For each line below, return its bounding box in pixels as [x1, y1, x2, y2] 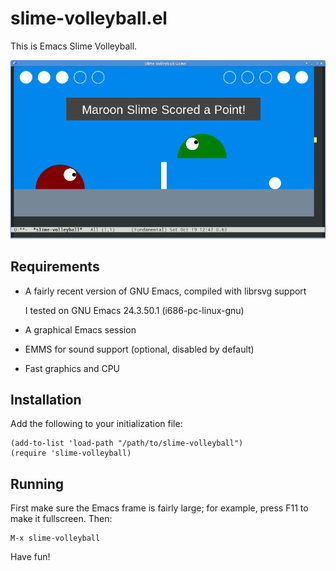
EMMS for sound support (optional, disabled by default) [24, 343, 255, 355]
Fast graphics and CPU [24, 362, 121, 374]
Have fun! [10, 551, 51, 563]
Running [10, 475, 65, 492]
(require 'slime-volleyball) [10, 448, 132, 459]
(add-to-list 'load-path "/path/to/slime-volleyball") [10, 438, 244, 449]
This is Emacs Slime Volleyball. [10, 40, 138, 52]
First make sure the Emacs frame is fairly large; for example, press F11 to [10, 502, 309, 514]
